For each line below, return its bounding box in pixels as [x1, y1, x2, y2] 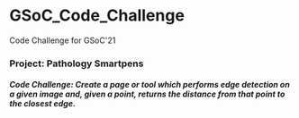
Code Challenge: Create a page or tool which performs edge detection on [9, 80, 290, 90]
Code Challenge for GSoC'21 [9, 35, 116, 46]
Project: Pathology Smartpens [9, 57, 144, 70]
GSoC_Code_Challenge [9, 5, 185, 26]
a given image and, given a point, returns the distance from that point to [9, 88, 285, 99]
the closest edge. [9, 98, 77, 109]
